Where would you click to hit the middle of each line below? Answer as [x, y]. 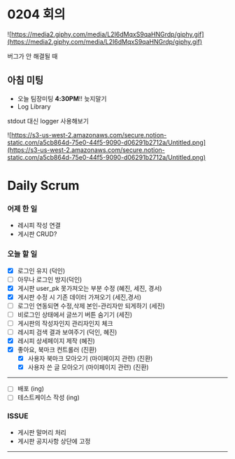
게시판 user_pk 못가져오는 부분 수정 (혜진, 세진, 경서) [90, 288]
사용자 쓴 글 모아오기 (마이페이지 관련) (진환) [88, 367]
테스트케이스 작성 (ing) [49, 397]
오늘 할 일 [22, 254]
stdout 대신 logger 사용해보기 [48, 121]
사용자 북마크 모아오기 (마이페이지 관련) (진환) [90, 359]
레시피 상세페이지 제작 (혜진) [56, 341]
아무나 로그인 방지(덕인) [50, 279]
